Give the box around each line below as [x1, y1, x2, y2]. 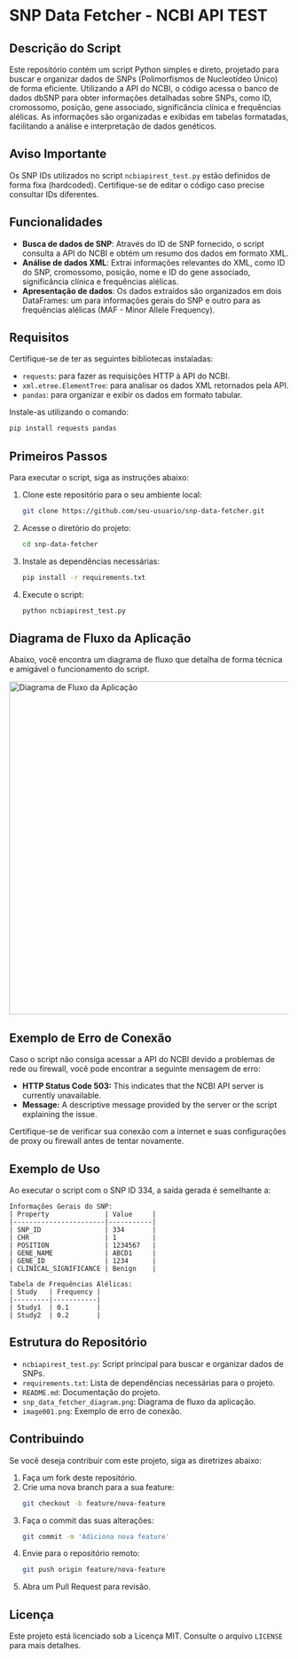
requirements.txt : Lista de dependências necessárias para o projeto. [21, 1377, 276, 1388]
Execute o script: [21, 589, 84, 599]
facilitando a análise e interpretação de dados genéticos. [9, 121, 217, 131]
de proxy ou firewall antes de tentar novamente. [9, 1136, 184, 1147]
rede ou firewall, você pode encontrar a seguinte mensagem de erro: [9, 1063, 261, 1075]
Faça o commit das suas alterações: [21, 1515, 154, 1526]
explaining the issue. [21, 1109, 98, 1120]
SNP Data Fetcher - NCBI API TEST [9, 5, 268, 26]
